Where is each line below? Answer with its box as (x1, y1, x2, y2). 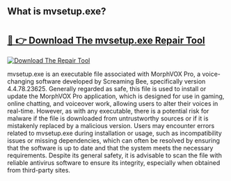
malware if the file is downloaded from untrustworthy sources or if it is (7, 114, 209, 123)
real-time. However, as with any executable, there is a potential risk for (7, 107, 209, 115)
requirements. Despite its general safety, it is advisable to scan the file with (7, 151, 223, 159)
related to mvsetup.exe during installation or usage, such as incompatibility (7, 129, 223, 137)
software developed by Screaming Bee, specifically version (35, 77, 206, 86)
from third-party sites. (7, 166, 71, 174)
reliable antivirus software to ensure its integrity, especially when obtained (7, 159, 221, 166)
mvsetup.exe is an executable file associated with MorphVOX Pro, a (7, 70, 201, 78)
